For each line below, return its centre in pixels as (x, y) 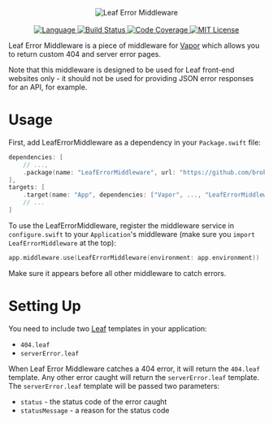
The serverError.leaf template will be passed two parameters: (114, 386)
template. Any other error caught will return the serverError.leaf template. (134, 377)
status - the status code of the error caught (93, 401)
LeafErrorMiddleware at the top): (62, 243)
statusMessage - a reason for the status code (95, 410)
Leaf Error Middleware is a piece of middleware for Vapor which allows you (134, 45)
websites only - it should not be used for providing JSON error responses (131, 78)
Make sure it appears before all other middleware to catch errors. (117, 273)
